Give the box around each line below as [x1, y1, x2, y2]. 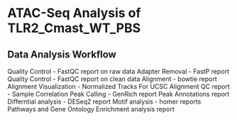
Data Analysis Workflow [7, 48, 117, 60]
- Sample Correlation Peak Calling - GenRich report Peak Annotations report [7, 90, 230, 98]
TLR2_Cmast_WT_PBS [7, 20, 140, 36]
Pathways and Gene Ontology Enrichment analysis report [7, 105, 175, 113]
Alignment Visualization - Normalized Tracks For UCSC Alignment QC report [7, 82, 231, 90]
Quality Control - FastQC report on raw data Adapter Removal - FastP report [7, 67, 229, 75]
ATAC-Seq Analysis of [7, 5, 141, 21]
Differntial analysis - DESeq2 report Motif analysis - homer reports [7, 97, 202, 106]
